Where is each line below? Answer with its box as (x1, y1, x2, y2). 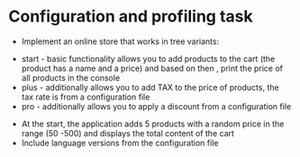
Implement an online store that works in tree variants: (21, 36, 220, 47)
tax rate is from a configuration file (21, 92, 150, 102)
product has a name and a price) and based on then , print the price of (21, 63, 284, 74)
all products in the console (21, 72, 121, 83)
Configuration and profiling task (8, 6, 253, 27)
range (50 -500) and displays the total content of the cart (21, 127, 235, 138)
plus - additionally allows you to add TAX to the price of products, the (21, 82, 280, 92)
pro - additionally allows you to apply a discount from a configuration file (21, 100, 292, 111)
